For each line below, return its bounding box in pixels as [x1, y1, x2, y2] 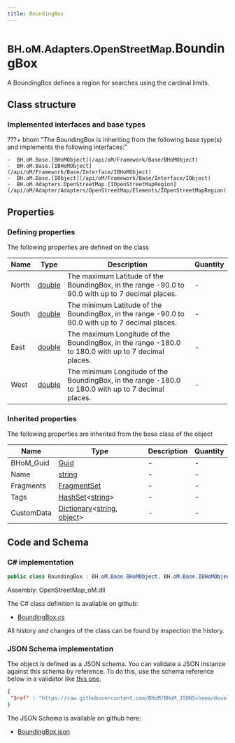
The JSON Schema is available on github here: [7, 714, 141, 722]
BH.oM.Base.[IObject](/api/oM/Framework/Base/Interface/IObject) [16, 175, 211, 182]
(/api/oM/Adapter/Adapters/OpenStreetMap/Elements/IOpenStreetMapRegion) [7, 187, 227, 194]
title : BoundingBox [7, 10, 64, 17]
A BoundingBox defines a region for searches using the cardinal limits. [7, 78, 210, 87]
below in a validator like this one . [7, 674, 101, 683]
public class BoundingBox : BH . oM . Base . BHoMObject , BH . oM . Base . [7, 573, 199, 580]
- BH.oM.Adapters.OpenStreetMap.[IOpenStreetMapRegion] [7, 181, 177, 188]
